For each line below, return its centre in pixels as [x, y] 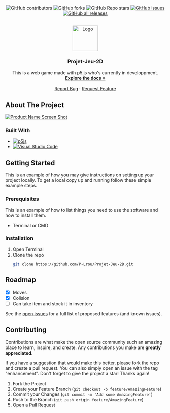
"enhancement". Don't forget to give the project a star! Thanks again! [77, 373]
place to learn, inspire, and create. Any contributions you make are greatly [83, 347]
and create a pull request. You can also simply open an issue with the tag [82, 368]
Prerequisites [22, 199]
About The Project [35, 105]
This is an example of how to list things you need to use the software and [82, 210]
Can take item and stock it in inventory [53, 304]
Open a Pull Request [34, 405]
